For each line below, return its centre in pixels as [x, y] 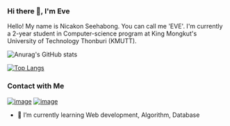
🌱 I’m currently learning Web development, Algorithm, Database [108, 115]
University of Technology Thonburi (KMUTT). [72, 41]
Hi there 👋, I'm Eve [39, 11]
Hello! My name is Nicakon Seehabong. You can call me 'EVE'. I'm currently [115, 26]
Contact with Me [36, 86]
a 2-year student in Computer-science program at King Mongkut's [102, 33]
